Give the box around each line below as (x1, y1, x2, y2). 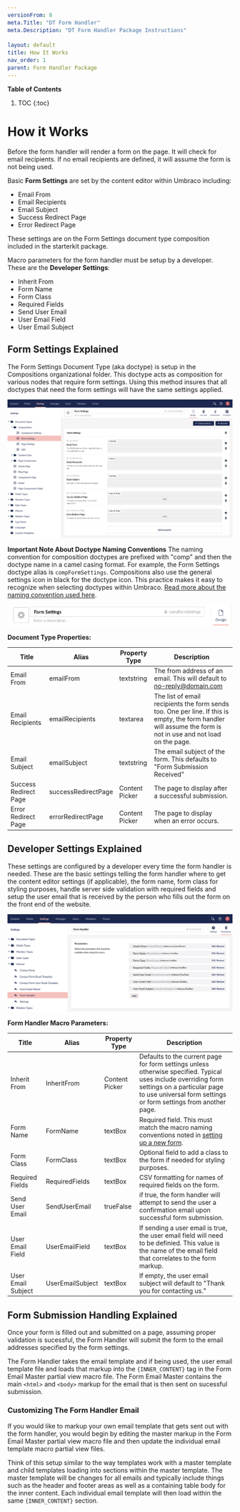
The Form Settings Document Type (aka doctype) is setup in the (7, 362, 196, 371)
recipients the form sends (154, 699, 230, 708)
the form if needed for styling (139, 1156, 225, 1164)
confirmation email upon (139, 1206, 211, 1214)
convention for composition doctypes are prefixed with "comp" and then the (7, 552, 232, 561)
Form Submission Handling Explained (7, 1309, 177, 1321)
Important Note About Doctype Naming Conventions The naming (7, 545, 204, 554)
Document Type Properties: (7, 633, 91, 641)
